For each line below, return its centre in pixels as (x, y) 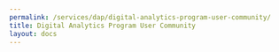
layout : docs (33, 33)
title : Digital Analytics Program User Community (103, 26)
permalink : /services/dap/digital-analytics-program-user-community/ (140, 17)
